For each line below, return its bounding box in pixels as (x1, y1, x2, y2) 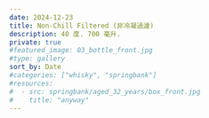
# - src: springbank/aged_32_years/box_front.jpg (9, 87, 201, 96)
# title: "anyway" (9, 95, 90, 105)
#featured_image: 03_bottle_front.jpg (9, 46, 153, 55)
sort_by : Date (9, 63, 62, 72)
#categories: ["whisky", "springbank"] (9, 71, 157, 80)
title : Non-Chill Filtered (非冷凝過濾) (9, 21, 154, 30)
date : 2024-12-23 (9, 12, 74, 22)
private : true (9, 37, 62, 47)
